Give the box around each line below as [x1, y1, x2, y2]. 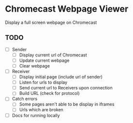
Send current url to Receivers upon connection [19, 85, 113, 91]
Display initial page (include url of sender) [19, 74, 103, 80]
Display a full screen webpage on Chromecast [5, 19, 97, 25]
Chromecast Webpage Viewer [5, 3, 129, 15]
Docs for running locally [12, 112, 60, 118]
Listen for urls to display [19, 79, 68, 86]
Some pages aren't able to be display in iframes [19, 101, 115, 107]
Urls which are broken [19, 107, 64, 113]
